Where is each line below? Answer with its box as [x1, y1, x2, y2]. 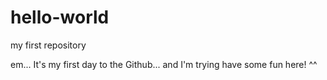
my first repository [10, 39, 87, 51]
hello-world [10, 6, 110, 29]
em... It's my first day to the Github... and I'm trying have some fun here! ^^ [10, 58, 318, 70]
